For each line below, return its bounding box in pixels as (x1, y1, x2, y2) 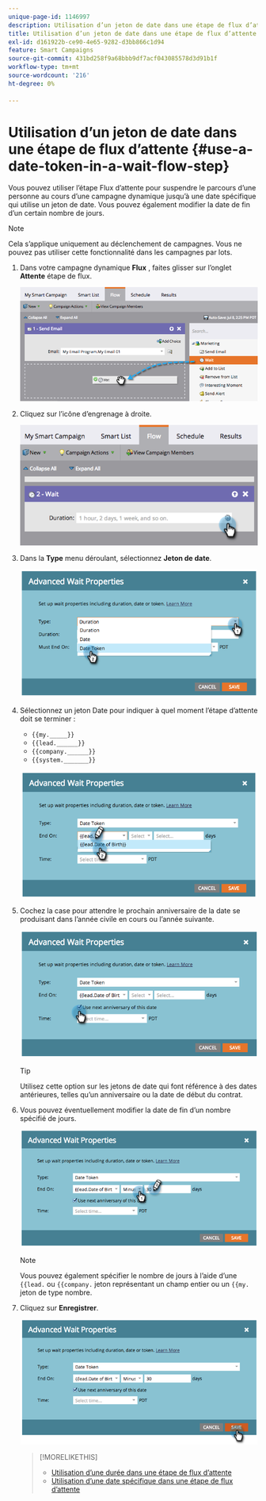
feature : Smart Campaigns (8, 46, 93, 55)
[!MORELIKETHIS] (39, 1453, 98, 1462)
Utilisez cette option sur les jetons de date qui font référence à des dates (19, 1081, 257, 1091)
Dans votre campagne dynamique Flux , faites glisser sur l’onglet (19, 263, 232, 273)
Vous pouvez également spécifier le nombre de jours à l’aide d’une (19, 1271, 237, 1280)
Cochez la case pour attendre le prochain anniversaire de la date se (19, 905, 241, 916)
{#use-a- (191, 140, 253, 158)
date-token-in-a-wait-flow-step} (8, 157, 230, 175)
